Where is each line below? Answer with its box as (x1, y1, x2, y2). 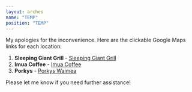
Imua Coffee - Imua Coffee (14, 61, 82, 68)
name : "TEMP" (5, 14, 38, 20)
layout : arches (5, 8, 44, 15)
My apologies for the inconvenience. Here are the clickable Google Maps (5, 37, 186, 44)
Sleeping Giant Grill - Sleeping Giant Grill (14, 55, 116, 62)
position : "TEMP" (5, 20, 49, 26)
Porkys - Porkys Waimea (14, 67, 77, 75)
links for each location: (5, 43, 62, 50)
